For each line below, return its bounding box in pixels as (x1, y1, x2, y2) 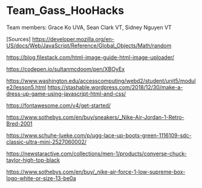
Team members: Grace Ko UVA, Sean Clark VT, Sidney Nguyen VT (6, 24, 172, 31)
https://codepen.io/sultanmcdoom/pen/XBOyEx (6, 65, 125, 73)
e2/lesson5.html (6, 83, 47, 91)
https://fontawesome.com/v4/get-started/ (6, 101, 111, 109)
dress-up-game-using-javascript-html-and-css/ (6, 90, 126, 97)
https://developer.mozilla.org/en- (32, 35, 115, 42)
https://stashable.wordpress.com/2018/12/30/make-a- (47, 83, 183, 91)
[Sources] (6, 35, 31, 42)
